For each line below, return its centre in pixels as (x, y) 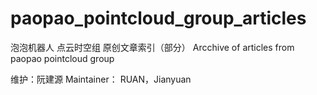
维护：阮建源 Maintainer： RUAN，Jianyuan (101, 79)
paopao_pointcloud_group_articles (158, 18)
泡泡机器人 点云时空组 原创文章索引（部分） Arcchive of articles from (152, 47)
